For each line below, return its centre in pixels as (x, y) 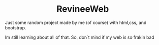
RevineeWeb (83, 9)
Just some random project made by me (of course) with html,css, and (76, 22)
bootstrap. (16, 27)
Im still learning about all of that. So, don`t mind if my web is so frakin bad (80, 37)
